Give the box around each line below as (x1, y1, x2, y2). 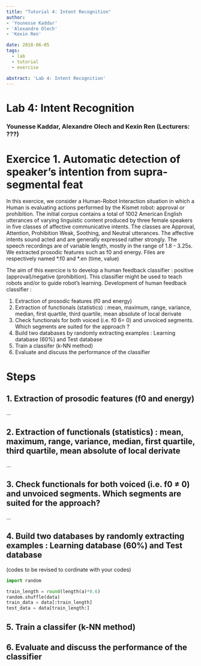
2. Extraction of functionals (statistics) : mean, (6, 427, 184, 437)
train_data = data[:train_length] (6, 599, 93, 606)
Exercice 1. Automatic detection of (6, 152, 181, 166)
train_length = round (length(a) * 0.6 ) (6, 588, 101, 594)
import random (6, 578, 42, 584)
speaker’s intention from (6, 165, 131, 179)
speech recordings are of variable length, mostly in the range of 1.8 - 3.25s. (6, 242, 193, 249)
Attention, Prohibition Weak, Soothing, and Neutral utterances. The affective (6, 230, 194, 237)
